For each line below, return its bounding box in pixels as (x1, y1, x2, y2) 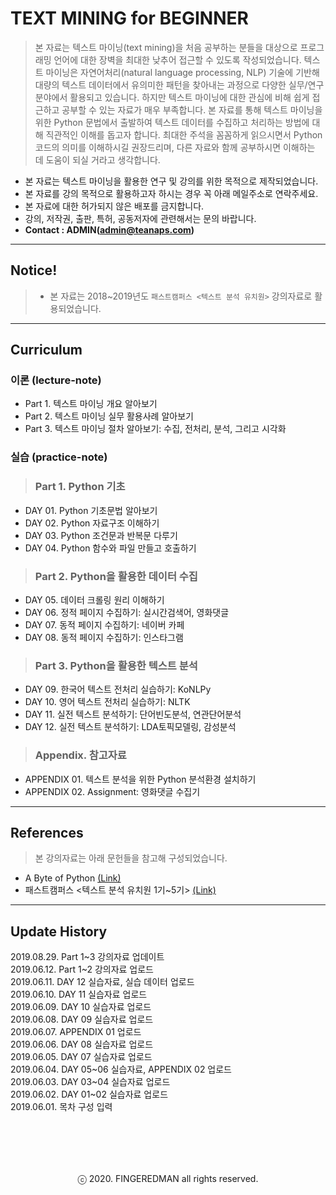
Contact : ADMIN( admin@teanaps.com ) (24, 223, 195, 236)
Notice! (10, 262, 58, 279)
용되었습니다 (49, 302, 99, 314)
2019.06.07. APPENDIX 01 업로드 (10, 1026, 142, 1038)
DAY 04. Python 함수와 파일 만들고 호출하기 (24, 542, 197, 554)
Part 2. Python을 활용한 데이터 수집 (34, 569, 198, 583)
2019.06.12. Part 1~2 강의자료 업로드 (10, 963, 155, 976)
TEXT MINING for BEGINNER (10, 7, 249, 30)
